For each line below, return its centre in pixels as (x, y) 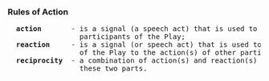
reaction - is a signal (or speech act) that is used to (139, 45)
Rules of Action (38, 12)
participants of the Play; (132, 37)
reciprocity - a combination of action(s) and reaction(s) (137, 61)
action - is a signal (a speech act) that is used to (137, 29)
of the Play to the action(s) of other (158, 53)
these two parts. (113, 69)
